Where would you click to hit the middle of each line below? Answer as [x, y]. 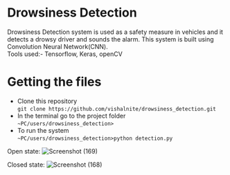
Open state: [24, 151]
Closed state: [26, 165]
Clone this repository [47, 101]
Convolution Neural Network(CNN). [58, 46]
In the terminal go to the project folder [71, 116]
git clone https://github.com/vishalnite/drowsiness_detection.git [116, 109]
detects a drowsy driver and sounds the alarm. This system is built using [110, 39]
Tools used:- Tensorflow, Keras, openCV [65, 54]
